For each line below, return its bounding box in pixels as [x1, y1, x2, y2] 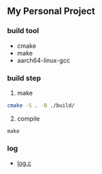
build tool [7, 26, 39, 36]
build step [7, 73, 41, 83]
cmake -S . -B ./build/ [7, 102, 75, 109]
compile [16, 114, 40, 123]
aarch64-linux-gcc [16, 56, 71, 64]
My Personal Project [7, 5, 96, 17]
